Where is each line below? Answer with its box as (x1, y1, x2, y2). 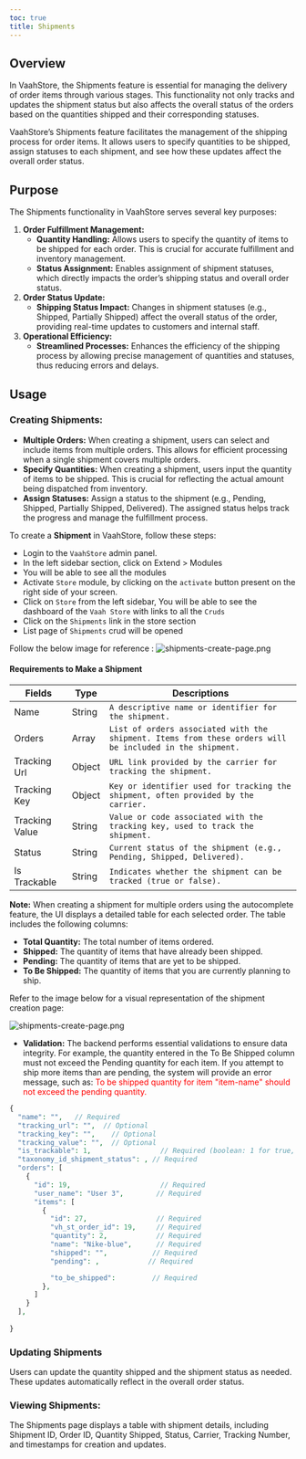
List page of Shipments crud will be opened (22, 625, 184, 635)
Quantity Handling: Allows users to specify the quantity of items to (36, 234, 289, 245)
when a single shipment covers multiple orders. (22, 454, 201, 465)
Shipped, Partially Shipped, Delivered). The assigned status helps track (22, 502, 290, 513)
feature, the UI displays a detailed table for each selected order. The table (9, 909, 286, 920)
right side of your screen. (22, 586, 118, 597)
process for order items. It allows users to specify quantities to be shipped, (9, 136, 291, 147)
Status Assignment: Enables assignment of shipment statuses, (36, 263, 275, 274)
